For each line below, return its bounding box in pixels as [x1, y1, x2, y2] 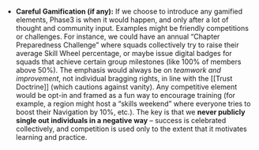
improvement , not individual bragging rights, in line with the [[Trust [15, 74, 233, 83]
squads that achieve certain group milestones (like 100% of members [15, 57, 242, 66]
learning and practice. [15, 133, 88, 141]
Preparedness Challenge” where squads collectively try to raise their [15, 40, 239, 50]
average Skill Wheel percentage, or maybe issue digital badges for [15, 49, 233, 58]
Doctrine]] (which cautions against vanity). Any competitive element [15, 82, 238, 92]
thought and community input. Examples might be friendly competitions [15, 24, 249, 32]
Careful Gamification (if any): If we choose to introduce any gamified [15, 7, 243, 16]
